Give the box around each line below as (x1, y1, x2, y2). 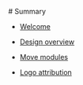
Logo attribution (19, 68, 73, 77)
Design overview (19, 37, 75, 46)
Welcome (19, 22, 51, 31)
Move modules (19, 53, 69, 61)
